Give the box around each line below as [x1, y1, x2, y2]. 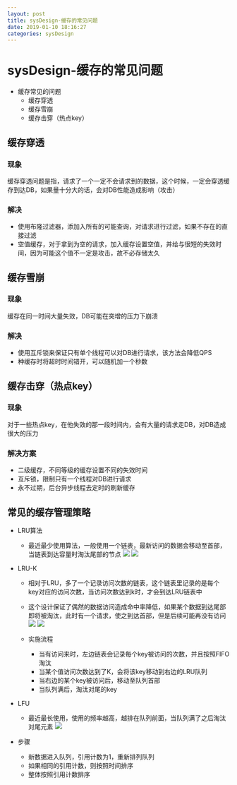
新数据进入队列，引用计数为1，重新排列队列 [28, 753, 155, 761]
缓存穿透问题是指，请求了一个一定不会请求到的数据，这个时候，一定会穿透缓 [7, 176, 230, 185]
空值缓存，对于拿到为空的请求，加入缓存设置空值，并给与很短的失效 [17, 240, 216, 248]
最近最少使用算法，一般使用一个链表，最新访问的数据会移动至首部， [28, 541, 226, 549]
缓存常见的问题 [17, 88, 61, 96]
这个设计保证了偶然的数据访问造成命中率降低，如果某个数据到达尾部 [28, 602, 226, 611]
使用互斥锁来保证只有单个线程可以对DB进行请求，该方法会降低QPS [17, 349, 212, 357]
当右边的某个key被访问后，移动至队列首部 [38, 676, 161, 685]
